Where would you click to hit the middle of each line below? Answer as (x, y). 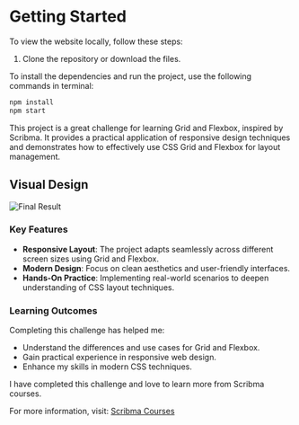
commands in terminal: (52, 85)
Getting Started (68, 17)
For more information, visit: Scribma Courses (92, 412)
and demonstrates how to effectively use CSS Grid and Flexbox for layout (145, 146)
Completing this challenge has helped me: (87, 331)
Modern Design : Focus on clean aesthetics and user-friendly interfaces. (156, 268)
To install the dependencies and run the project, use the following (131, 76)
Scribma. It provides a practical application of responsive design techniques (150, 137)
